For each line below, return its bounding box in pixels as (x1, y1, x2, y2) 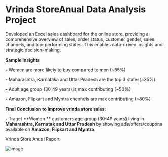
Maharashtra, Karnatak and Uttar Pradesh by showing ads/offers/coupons (5, 121, 163, 127)
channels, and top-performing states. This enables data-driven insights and (5, 41, 163, 47)
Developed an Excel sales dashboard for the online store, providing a (5, 31, 149, 37)
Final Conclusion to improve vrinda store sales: (5, 106, 106, 112)
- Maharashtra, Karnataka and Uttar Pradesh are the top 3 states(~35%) (5, 76, 156, 82)
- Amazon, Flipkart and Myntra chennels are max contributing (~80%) (5, 96, 151, 102)
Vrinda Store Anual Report (5, 136, 60, 142)
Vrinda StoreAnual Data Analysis (5, 4, 146, 15)
